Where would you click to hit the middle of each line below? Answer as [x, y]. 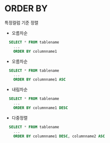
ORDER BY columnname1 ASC [40, 80]
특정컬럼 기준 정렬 [21, 22]
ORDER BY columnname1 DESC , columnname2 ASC [59, 136]
